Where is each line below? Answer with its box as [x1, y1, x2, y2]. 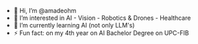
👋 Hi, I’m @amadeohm [13, 7, 77, 14]
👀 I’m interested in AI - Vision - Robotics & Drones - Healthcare [13, 14, 191, 22]
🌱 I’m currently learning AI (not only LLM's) [13, 21, 135, 29]
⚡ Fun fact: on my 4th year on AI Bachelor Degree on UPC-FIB [13, 29, 190, 37]
